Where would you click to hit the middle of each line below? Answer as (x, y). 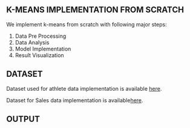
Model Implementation (43, 49)
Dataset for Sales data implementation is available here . (75, 100)
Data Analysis (32, 42)
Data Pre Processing (41, 36)
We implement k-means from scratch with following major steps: (87, 24)
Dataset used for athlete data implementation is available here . (84, 88)
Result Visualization (40, 55)
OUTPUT (23, 119)
